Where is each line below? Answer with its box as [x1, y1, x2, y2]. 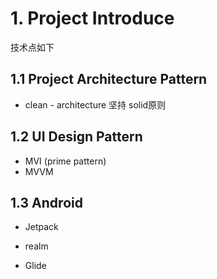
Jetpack [24, 221, 59, 233]
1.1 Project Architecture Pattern [10, 71, 208, 88]
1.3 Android [10, 194, 83, 211]
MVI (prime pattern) [24, 155, 107, 167]
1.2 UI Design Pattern [10, 128, 143, 146]
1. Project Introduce [10, 7, 175, 30]
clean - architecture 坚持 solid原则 [24, 98, 167, 111]
